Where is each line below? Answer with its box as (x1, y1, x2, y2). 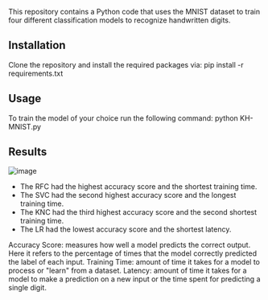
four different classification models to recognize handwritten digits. (8, 15, 231, 25)
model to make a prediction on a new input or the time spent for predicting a (8, 274, 261, 284)
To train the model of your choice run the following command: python (8, 113, 239, 123)
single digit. (8, 283, 47, 293)
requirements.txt (8, 68, 64, 78)
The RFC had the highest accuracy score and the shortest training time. (19, 182, 258, 191)
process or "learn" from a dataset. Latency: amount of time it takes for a (8, 265, 247, 276)
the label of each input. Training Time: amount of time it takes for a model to (8, 257, 260, 267)
